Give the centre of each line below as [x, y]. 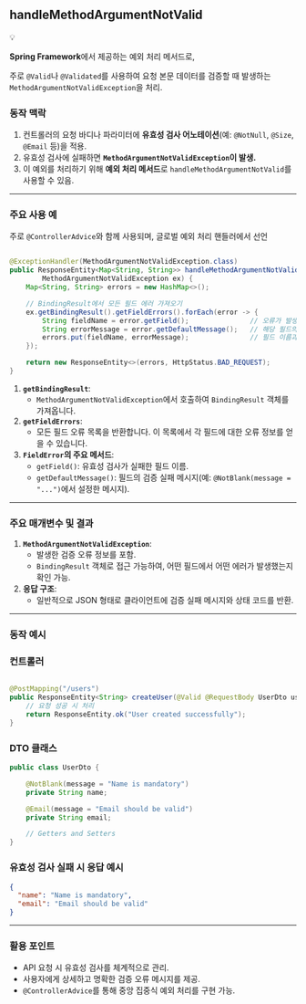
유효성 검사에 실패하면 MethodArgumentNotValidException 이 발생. [139, 158]
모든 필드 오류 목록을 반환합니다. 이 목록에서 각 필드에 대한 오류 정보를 [160, 432]
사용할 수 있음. [48, 181]
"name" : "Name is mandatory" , [75, 895]
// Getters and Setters [71, 834]
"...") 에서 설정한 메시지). [83, 488]
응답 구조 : [40, 589]
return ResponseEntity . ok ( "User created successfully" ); [136, 715]
